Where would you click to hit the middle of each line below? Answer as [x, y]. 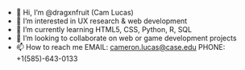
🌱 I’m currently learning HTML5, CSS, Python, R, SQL [104, 29]
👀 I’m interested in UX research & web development [102, 21]
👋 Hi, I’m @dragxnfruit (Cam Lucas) [75, 12]
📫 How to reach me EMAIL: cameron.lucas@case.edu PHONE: [120, 47]
